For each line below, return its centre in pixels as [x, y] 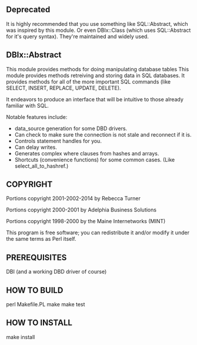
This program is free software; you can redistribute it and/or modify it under [98, 233]
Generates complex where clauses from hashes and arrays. [87, 153]
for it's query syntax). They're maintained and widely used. [77, 36]
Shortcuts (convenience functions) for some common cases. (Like [95, 160]
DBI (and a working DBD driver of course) [56, 272]
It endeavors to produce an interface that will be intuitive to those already [95, 99]
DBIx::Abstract [34, 55]
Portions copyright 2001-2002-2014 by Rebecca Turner [74, 198]
